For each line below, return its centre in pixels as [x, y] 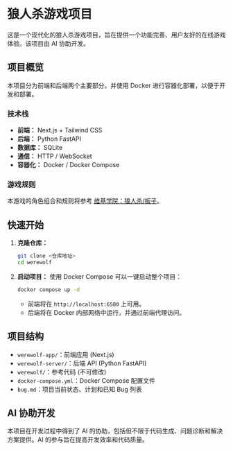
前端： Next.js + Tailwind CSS [60, 130]
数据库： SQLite [40, 148]
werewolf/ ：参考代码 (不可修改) [62, 372]
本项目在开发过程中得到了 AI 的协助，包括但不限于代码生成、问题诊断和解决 [115, 431]
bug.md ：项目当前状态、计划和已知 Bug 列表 [79, 389]
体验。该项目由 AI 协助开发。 [49, 43]
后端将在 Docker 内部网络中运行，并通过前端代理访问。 [106, 312]
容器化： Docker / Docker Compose [68, 165]
